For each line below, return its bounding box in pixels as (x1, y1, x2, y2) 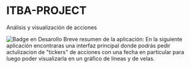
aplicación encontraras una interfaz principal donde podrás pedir (6, 42, 170, 49)
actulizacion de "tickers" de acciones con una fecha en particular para (6, 48, 184, 55)
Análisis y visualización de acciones (6, 24, 97, 31)
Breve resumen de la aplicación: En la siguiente (63, 35, 183, 42)
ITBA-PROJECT (6, 4, 87, 18)
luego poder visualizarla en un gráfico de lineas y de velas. (6, 55, 155, 62)
